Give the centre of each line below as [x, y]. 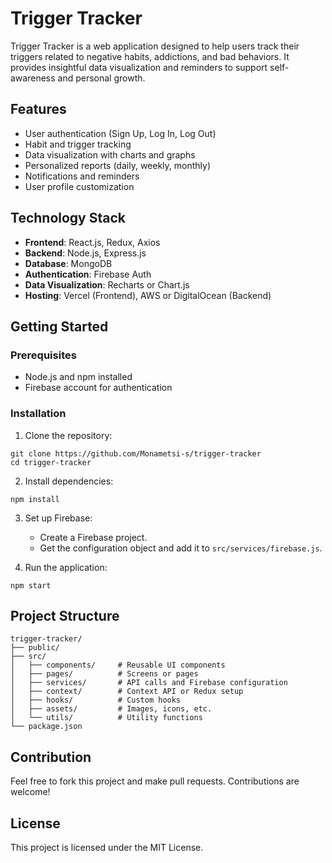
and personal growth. [101, 78]
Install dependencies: [69, 481]
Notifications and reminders [82, 176]
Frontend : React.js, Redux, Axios [92, 242]
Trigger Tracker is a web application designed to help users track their [155, 46]
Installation [38, 414]
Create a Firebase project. [93, 537]
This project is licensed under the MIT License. [107, 847]
